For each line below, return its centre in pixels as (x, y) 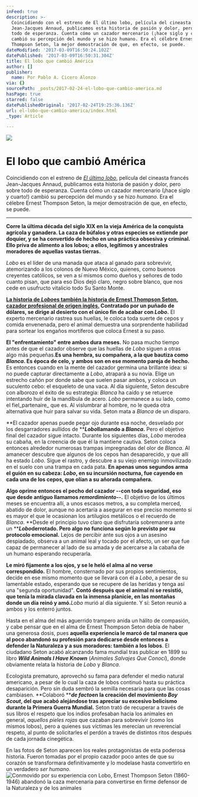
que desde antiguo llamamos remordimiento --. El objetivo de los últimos (95, 497)
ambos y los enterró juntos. (39, 609)
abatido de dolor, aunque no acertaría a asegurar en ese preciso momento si (99, 510)
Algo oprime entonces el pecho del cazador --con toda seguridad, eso (94, 491)
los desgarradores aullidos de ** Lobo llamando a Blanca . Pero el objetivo (95, 429)
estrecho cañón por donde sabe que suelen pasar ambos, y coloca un (91, 380)
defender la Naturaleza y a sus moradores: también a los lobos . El (88, 646)
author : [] (19, 67)
